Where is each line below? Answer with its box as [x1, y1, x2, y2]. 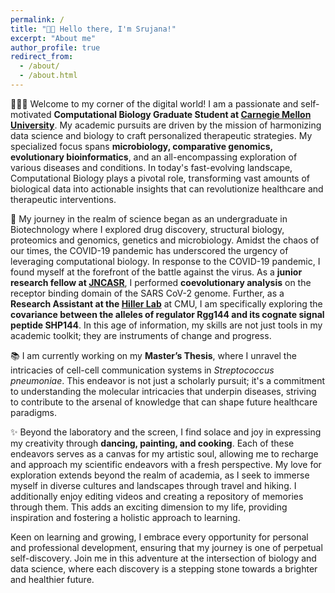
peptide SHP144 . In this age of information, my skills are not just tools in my [10, 319, 323, 331]
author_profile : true [10, 42, 101, 53]
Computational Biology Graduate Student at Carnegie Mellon [53, 108, 312, 120]
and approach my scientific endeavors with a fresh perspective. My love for [10, 458, 322, 470]
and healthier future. [10, 573, 95, 585]
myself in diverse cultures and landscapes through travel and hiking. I [10, 479, 297, 491]
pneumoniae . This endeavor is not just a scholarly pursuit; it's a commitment [10, 374, 326, 386]
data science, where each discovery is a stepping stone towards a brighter [10, 562, 318, 575]
